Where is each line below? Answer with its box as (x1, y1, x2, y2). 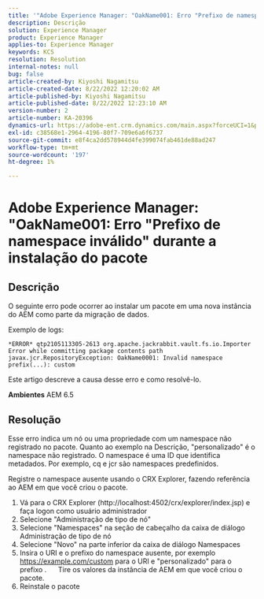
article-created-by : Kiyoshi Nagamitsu (8, 77, 139, 85)
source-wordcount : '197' (8, 151, 90, 158)
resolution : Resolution (8, 56, 86, 64)
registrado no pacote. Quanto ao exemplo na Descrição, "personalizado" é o (8, 442, 255, 452)
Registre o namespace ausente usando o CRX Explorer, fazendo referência (8, 474, 250, 483)
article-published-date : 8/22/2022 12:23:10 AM (8, 99, 167, 107)
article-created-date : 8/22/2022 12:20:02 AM (8, 84, 159, 93)
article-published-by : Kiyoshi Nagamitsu (8, 92, 146, 100)
